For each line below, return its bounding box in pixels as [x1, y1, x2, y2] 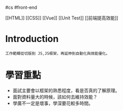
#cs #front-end [5, 5, 37, 10]
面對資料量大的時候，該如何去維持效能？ [12, 94, 98, 100]
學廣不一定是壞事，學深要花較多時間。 [12, 100, 93, 106]
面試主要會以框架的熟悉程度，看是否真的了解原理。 [12, 87, 120, 94]
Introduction [5, 33, 59, 45]
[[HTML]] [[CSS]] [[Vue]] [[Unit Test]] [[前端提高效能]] [5, 15, 118, 21]
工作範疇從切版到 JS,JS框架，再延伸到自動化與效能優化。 [5, 51, 110, 56]
